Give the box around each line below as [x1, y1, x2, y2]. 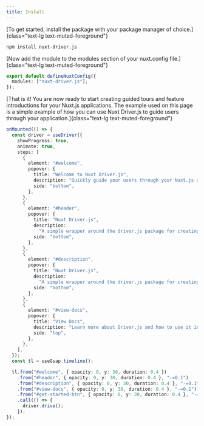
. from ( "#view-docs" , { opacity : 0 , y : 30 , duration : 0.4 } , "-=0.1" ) [17, 386, 197, 392]
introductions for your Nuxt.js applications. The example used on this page [6, 101, 193, 109]
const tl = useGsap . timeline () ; [12, 358, 94, 364]
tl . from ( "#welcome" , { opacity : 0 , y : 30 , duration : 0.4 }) [12, 369, 167, 375]
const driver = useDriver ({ [12, 132, 83, 138]
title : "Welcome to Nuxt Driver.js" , [33, 171, 129, 178]
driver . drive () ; [22, 403, 64, 409]
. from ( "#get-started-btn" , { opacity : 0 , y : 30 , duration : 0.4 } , [17, 391, 189, 398]
